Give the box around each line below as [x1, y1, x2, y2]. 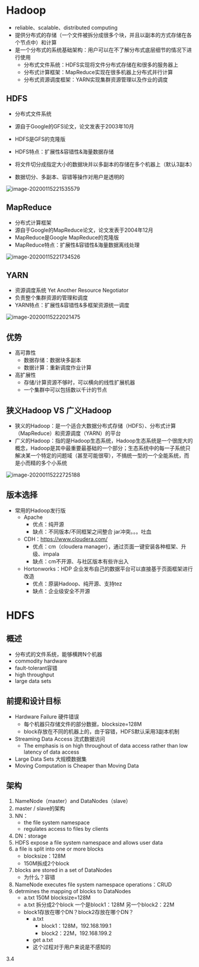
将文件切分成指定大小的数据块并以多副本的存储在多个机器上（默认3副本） [14, 160, 195, 168]
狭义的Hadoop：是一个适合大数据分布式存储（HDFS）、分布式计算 [14, 423, 176, 429]
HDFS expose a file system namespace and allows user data [14, 839, 163, 846]
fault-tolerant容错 [14, 664, 58, 672]
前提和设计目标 [6, 696, 61, 706]
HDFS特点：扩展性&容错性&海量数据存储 [14, 148, 114, 155]
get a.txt [32, 937, 53, 944]
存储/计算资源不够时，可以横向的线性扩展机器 [23, 379, 135, 386]
